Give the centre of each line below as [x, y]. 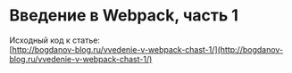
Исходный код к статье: [55, 40]
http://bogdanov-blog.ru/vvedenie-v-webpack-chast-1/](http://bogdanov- [148, 49]
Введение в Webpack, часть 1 [124, 16]
